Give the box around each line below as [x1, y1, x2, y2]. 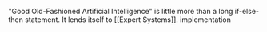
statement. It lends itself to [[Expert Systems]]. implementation [25, 15, 232, 24]
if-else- [234, 7, 260, 16]
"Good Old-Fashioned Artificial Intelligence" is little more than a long [8, 7, 233, 16]
